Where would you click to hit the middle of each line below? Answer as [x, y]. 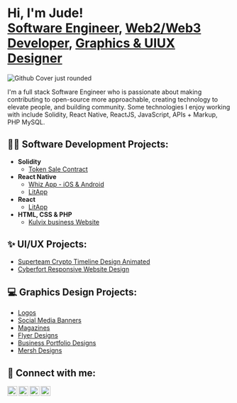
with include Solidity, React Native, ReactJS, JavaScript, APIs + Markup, [112, 114]
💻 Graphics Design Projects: [72, 292]
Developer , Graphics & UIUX [91, 43]
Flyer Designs [38, 335]
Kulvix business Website [64, 222]
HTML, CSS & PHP [45, 214]
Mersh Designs [40, 350]
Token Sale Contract [58, 169]
